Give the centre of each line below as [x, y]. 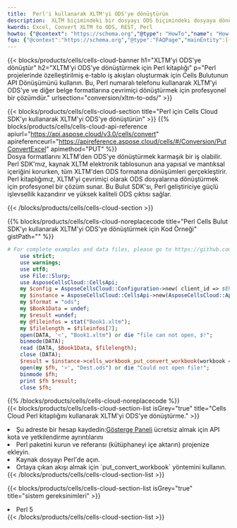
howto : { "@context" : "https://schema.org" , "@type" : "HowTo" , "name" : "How [118, 34]
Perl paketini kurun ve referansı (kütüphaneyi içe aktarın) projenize [113, 445]
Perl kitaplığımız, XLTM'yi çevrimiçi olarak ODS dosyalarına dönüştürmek [113, 179]
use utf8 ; [35, 269]
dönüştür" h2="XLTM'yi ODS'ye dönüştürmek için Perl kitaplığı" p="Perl [112, 68]
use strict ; [37, 256]
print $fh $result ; [49, 381]
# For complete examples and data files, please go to [90, 250]
